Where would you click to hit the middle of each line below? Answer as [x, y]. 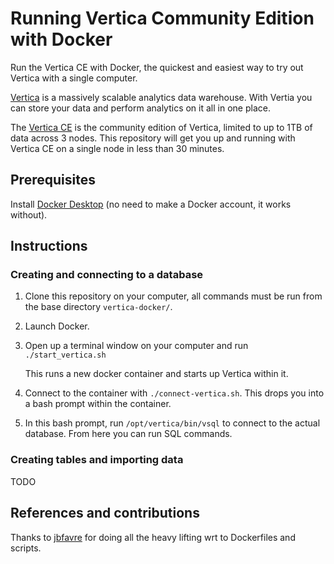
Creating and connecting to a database [107, 275]
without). [29, 214]
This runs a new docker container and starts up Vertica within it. [156, 374]
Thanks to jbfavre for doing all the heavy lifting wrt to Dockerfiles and [153, 537]
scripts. [26, 548]
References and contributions [105, 513]
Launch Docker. [57, 326]
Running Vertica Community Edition [162, 18]
